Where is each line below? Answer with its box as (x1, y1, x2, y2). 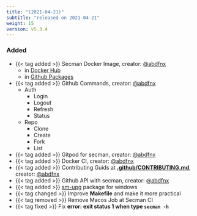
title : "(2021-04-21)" (6, 9, 64, 15)
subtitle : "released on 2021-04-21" (6, 15, 100, 21)
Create (33, 131, 51, 139)
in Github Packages (24, 73, 74, 80)
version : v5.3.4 (6, 26, 48, 32)
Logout (33, 99, 52, 106)
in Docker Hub (24, 67, 61, 74)
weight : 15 (6, 20, 34, 26)
